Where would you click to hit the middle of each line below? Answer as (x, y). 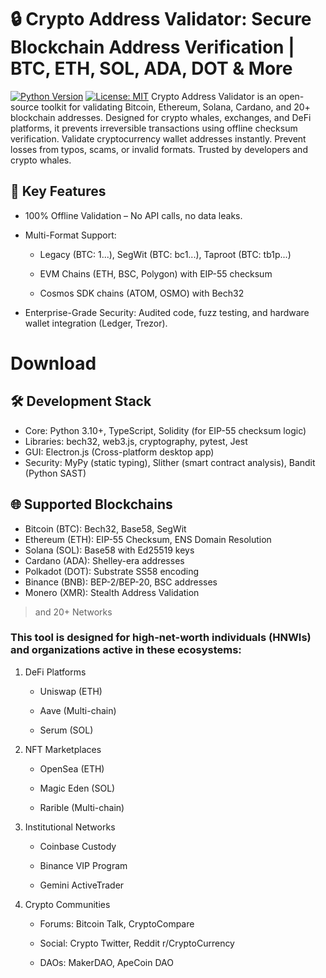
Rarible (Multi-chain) (82, 807)
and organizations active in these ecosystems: (126, 650)
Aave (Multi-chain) (78, 710)
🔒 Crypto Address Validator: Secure (161, 19)
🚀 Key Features (58, 191)
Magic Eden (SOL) (77, 788)
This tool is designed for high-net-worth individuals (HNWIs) (161, 638)
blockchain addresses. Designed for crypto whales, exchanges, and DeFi (161, 117)
